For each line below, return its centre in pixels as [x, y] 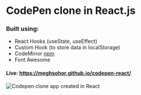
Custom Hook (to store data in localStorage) [67, 47]
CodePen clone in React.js [71, 11]
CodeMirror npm [34, 54]
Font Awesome [32, 60]
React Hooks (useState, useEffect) [56, 41]
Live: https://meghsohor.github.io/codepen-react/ [68, 73]
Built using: [22, 29]
